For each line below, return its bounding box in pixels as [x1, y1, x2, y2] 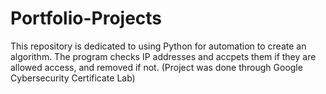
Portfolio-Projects [10, 7, 163, 30]
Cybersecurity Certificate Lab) [10, 72, 136, 84]
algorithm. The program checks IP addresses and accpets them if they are [10, 50, 317, 62]
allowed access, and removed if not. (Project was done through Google [10, 61, 303, 73]
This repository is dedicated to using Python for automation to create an [10, 40, 307, 52]
